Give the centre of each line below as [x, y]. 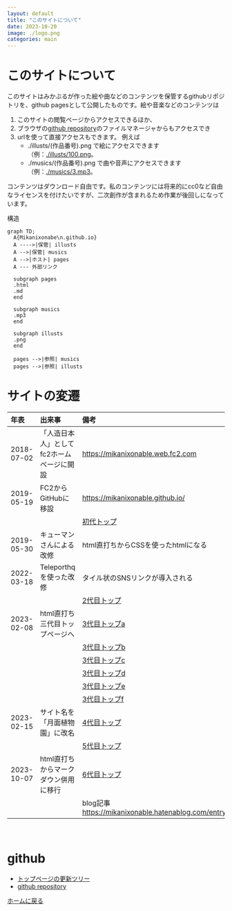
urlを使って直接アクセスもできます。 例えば [78, 137]
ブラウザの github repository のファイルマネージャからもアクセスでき [114, 128]
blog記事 [96, 803]
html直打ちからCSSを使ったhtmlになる [145, 545]
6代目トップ [102, 775]
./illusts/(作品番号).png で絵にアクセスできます [94, 145]
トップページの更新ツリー [54, 878]
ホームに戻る [25, 901]
